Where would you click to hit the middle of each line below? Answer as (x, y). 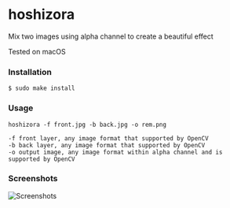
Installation (30, 72)
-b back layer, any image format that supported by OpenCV (107, 145)
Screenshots (33, 179)
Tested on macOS (37, 51)
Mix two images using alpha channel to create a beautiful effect (111, 36)
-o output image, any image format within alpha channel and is (115, 152)
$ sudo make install (42, 88)
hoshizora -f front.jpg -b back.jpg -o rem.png (88, 124)
